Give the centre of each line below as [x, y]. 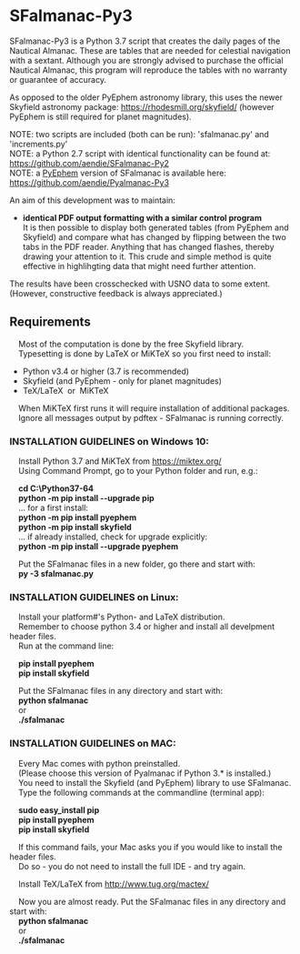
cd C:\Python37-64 [55, 488]
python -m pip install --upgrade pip [86, 498]
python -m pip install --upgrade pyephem [98, 547]
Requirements [50, 322]
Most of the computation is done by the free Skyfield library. [130, 344]
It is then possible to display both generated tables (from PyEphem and [155, 227]
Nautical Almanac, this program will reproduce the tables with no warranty [149, 70]
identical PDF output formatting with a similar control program [142, 217]
